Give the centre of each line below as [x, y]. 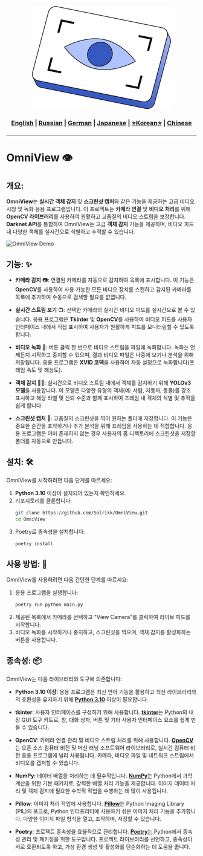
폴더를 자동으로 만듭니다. [44, 441]
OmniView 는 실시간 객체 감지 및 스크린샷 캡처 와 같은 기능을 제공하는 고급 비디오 [101, 201]
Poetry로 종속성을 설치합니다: [50, 531]
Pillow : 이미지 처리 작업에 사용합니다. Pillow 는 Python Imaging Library [99, 804]
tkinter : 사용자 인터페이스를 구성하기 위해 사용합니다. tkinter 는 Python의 [101, 712]
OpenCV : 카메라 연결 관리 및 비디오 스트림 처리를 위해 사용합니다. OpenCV [104, 741]
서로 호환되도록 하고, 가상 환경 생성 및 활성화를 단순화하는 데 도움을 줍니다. [103, 847]
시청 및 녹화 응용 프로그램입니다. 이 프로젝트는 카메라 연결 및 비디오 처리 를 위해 [98, 209]
